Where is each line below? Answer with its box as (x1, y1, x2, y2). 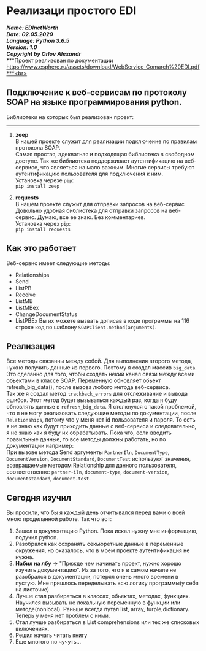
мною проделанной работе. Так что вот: (6, 515, 112, 523)
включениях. (15, 625, 50, 633)
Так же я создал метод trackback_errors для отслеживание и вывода (6, 390, 188, 398)
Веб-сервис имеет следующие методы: (6, 259, 111, 267)
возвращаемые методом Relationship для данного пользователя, (6, 461, 177, 469)
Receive (15, 291, 36, 298)
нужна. (15, 553, 34, 561)
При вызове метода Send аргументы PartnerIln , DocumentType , (6, 449, 170, 456)
